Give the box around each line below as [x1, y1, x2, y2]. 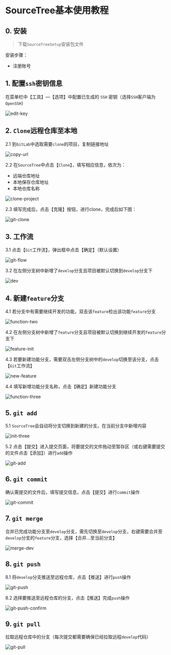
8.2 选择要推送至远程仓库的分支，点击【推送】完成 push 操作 [5, 595, 130, 601]
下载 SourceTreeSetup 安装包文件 [17, 41, 84, 47]
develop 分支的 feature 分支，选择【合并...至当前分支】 [5, 534, 117, 541]
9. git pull [5, 619, 41, 628]
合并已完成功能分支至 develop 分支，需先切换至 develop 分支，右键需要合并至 [5, 528, 163, 534]
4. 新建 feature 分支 [5, 294, 65, 302]
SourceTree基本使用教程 [5, 5, 109, 16]
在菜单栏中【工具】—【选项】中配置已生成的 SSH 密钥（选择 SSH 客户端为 [5, 93, 156, 100]
